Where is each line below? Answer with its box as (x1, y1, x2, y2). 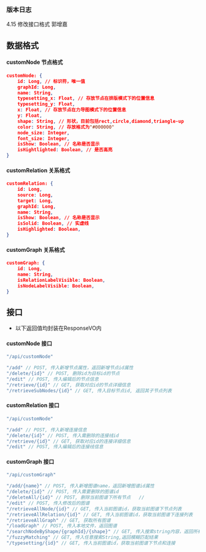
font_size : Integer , (17, 135, 70, 142)
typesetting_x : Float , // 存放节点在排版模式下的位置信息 (17, 95, 155, 102)
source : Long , (17, 192, 53, 198)
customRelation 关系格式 (6, 166, 71, 174)
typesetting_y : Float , (17, 101, 75, 107)
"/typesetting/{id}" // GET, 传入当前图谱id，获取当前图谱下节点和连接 (6, 540, 176, 546)
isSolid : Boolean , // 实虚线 (17, 220, 89, 227)
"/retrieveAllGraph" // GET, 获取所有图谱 (6, 517, 111, 523)
